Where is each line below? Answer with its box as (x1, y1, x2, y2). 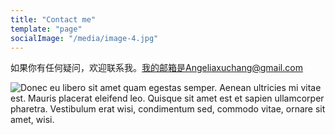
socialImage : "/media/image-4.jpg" (10, 33, 159, 43)
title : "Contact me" (10, 14, 97, 25)
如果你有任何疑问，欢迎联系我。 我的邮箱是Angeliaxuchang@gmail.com (10, 62, 303, 74)
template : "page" (10, 24, 83, 34)
